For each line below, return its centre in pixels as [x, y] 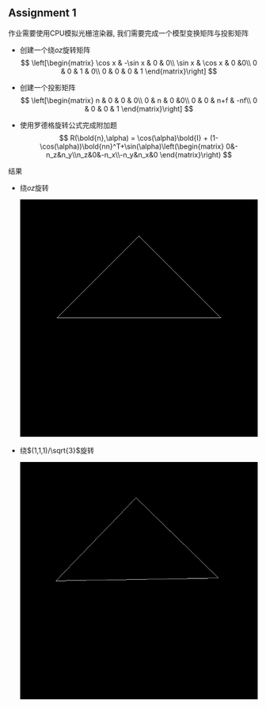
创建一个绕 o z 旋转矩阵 [55, 50]
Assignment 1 [42, 13]
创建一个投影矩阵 [47, 87]
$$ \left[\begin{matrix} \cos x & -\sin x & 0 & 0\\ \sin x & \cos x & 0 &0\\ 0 [139, 62]
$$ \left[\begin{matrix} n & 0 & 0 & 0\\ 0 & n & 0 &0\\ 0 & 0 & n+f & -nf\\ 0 [139, 100]
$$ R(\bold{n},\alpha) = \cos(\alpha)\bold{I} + [133, 138]
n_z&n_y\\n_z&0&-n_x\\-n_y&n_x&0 [102, 154]
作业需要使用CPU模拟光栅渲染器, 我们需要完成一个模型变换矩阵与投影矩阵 [129, 33]
